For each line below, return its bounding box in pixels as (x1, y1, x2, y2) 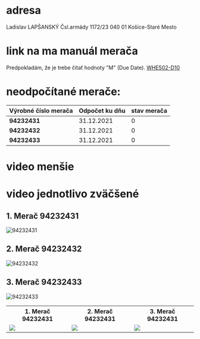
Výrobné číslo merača (9, 106, 73, 115)
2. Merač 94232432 (6, 244, 82, 254)
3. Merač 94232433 (6, 277, 82, 287)
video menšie (6, 160, 74, 173)
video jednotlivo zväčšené (6, 187, 139, 201)
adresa (6, 4, 42, 17)
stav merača (131, 106, 168, 115)
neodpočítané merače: (6, 85, 121, 98)
